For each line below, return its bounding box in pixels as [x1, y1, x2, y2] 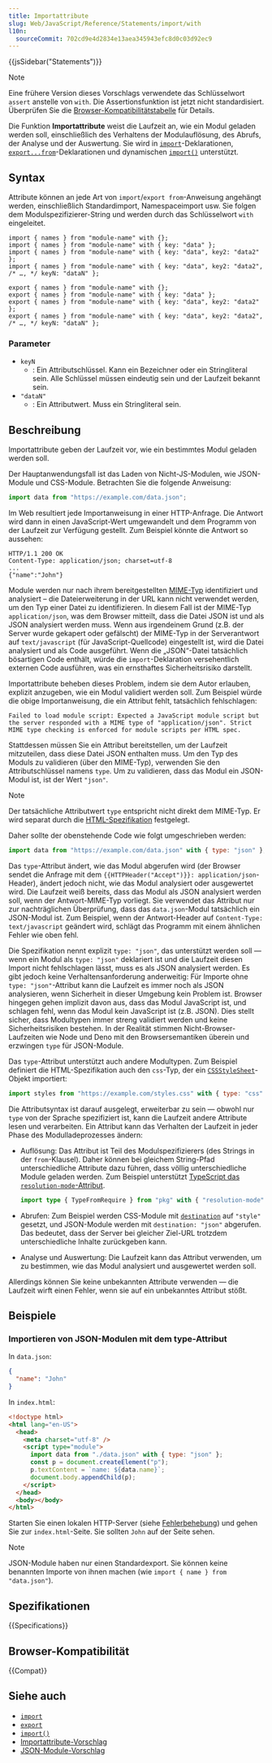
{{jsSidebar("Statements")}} [8, 57, 102, 67]
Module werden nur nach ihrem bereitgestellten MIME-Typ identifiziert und [8, 586, 258, 596]
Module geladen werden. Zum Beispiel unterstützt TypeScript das [19, 1172, 240, 1181]
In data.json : [8, 1352, 52, 1362]
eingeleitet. [8, 219, 46, 228]
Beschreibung [8, 423, 81, 437]
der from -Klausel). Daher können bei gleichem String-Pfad [19, 1154, 215, 1164]
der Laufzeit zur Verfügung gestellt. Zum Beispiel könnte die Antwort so [8, 526, 248, 535]
